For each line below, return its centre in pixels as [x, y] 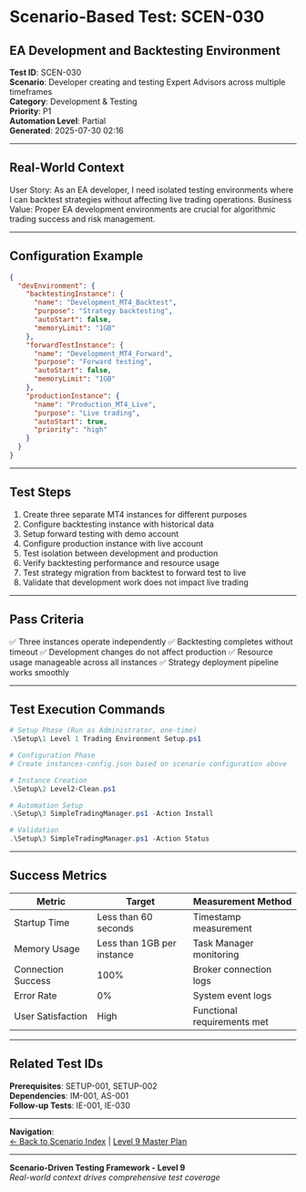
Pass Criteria [47, 619]
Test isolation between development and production [120, 553]
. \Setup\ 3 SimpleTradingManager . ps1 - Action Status [109, 839]
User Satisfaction [51, 1016]
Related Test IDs [56, 1064]
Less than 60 [125, 916]
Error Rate [36, 995]
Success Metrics [58, 876]
